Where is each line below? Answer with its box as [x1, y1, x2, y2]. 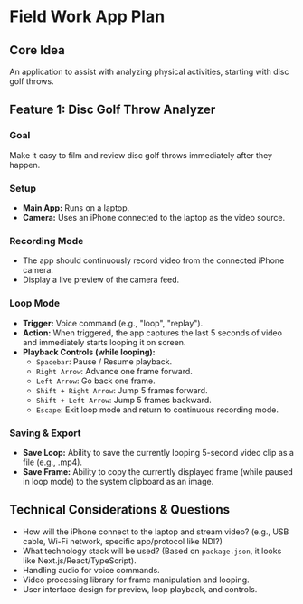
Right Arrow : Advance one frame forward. [35, 365, 193, 376]
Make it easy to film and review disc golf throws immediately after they [9, 149, 273, 160]
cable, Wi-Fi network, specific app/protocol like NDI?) [22, 535, 223, 546]
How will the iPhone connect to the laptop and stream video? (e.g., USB [22, 526, 289, 537]
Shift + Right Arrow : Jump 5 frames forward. [35, 384, 208, 395]
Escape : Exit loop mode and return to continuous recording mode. [35, 404, 279, 415]
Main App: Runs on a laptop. [22, 202, 130, 213]
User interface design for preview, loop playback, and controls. [22, 583, 258, 594]
